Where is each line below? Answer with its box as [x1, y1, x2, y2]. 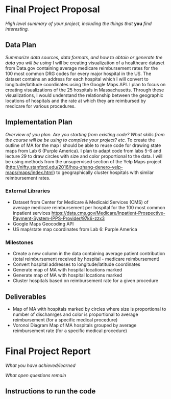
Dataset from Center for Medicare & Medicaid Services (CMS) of [12, 199, 149, 205]
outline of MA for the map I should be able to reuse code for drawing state [5, 142, 161, 148]
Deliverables [5, 292, 46, 301]
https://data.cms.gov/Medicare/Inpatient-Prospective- [51, 210, 166, 216]
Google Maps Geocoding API [12, 220, 74, 227]
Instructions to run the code [5, 387, 96, 396]
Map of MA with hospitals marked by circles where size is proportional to [12, 306, 166, 312]
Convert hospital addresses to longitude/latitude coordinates [12, 261, 140, 267]
